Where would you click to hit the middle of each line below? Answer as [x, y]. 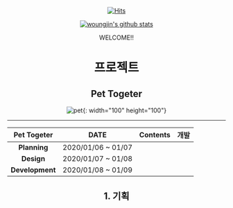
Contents [155, 135]
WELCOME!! [116, 37]
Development [33, 170]
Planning [33, 147]
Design [33, 158]
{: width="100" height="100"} [125, 110]
